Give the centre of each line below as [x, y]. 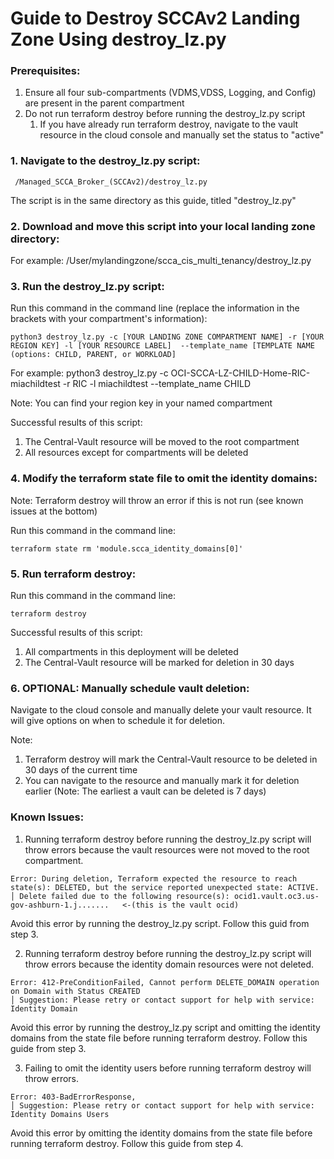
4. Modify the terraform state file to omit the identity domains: [164, 479]
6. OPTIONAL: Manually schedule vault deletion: [130, 688]
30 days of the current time [81, 770]
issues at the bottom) [54, 511]
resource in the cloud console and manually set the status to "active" [182, 135]
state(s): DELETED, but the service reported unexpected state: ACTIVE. [165, 887]
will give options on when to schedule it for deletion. [118, 721]
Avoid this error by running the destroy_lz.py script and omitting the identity [165, 1027]
